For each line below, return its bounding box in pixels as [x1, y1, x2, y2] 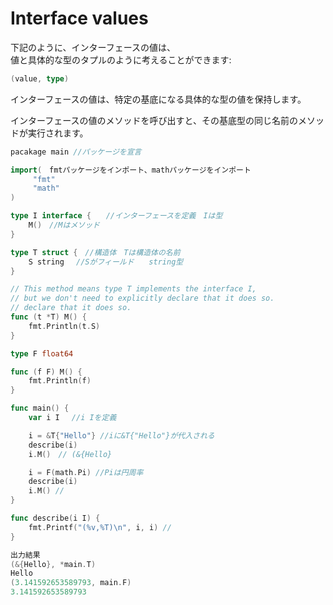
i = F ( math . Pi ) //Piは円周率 [28, 467, 144, 477]
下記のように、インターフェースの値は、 [10, 41, 177, 53]
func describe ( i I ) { [10, 513, 101, 524]
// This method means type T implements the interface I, [10, 284, 257, 294]
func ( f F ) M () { [10, 367, 83, 377]
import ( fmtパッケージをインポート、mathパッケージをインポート [10, 165, 252, 175]
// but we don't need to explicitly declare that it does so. [10, 293, 275, 304]
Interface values [10, 7, 149, 30]
